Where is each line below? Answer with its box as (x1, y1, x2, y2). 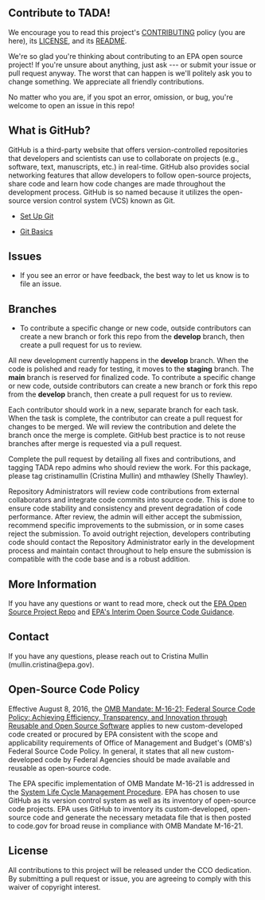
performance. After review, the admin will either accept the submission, (8, 512, 243, 522)
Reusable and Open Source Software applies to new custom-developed (8, 721, 244, 730)
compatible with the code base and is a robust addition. (8, 554, 191, 564)
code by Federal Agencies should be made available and (45, 754, 231, 764)
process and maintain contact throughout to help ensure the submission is (8, 546, 252, 556)
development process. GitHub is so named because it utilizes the (8, 187, 221, 197)
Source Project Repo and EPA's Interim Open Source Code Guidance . (8, 607, 235, 616)
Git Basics (19, 226, 53, 236)
